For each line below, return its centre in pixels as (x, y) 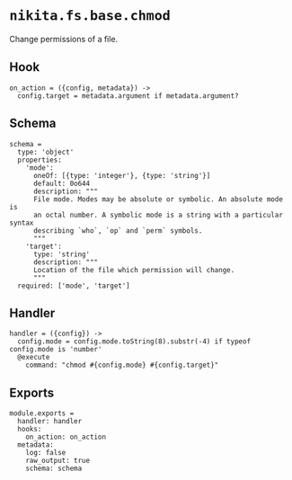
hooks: (30, 430)
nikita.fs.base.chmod (90, 16)
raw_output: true (58, 461)
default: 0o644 (62, 183)
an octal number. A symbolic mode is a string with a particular (158, 215)
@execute (34, 358)
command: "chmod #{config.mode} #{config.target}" (122, 365)
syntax (22, 223)
